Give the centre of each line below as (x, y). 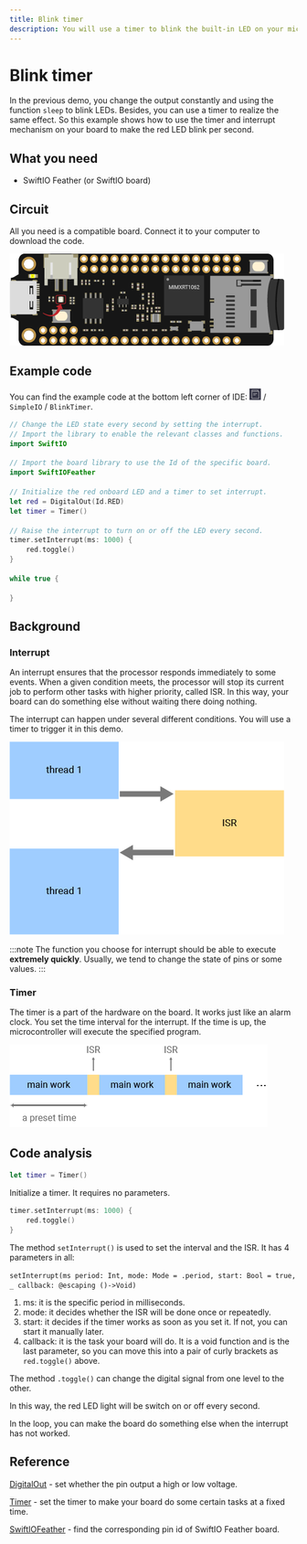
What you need (54, 159)
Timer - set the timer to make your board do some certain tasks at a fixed (147, 1501)
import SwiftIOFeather (53, 473)
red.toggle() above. (61, 1360)
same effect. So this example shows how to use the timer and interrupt (143, 120)
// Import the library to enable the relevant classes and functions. (147, 434)
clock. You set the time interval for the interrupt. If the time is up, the (138, 1022)
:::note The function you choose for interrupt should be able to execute (143, 950)
